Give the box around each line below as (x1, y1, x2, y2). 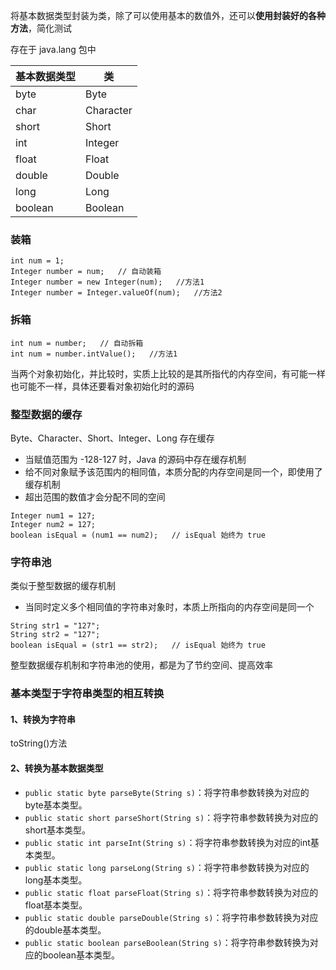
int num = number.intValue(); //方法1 (10, 349, 178, 359)
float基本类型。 (24, 899, 88, 911)
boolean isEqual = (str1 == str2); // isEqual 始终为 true (10, 640, 266, 651)
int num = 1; (10, 256, 65, 266)
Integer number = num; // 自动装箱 (10, 267, 162, 277)
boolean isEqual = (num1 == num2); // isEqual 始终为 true (10, 530, 266, 540)
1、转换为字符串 (10, 713, 77, 725)
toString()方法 (10, 737, 68, 749)
